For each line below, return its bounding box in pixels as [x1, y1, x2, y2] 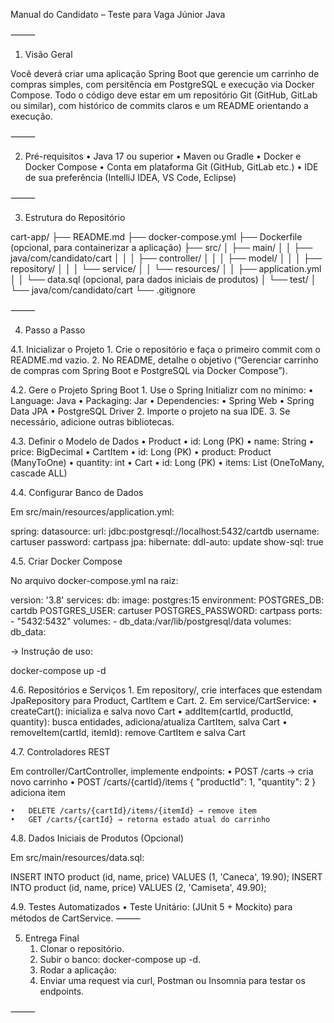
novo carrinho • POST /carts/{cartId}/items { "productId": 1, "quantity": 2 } [10, 776, 317, 788]
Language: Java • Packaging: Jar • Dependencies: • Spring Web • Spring [10, 395, 315, 406]
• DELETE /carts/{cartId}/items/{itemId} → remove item [10, 806, 257, 816]
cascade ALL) [10, 467, 68, 479]
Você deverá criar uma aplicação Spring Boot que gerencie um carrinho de [10, 68, 320, 79]
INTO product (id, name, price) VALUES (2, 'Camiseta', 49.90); [10, 882, 267, 893]
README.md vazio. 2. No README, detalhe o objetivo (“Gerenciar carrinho [10, 354, 319, 366]
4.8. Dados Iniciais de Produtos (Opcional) [10, 832, 185, 844]
